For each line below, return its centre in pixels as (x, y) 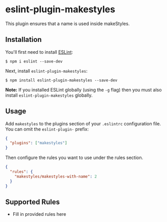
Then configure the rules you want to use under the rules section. (74, 158)
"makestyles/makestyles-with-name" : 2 (56, 176)
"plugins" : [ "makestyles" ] (39, 143)
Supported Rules (33, 202)
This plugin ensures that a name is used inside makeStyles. (68, 24)
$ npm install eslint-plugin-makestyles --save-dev (61, 80)
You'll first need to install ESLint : (39, 52)
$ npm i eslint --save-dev (34, 61)
